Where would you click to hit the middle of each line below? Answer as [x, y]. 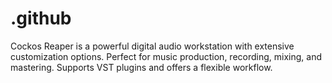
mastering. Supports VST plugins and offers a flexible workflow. [141, 67]
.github [41, 18]
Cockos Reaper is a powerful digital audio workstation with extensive [152, 46]
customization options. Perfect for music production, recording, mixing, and [166, 56]
